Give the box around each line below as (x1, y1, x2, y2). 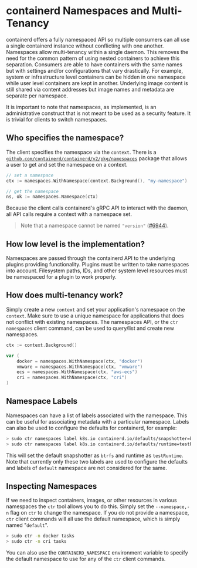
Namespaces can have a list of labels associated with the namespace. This (6, 412, 188, 419)
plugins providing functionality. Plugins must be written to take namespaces (6, 261, 189, 268)
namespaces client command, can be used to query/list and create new (6, 324, 175, 332)
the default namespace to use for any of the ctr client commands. (6, 556, 166, 563)
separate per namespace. (6, 92, 69, 99)
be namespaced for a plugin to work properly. (6, 273, 117, 280)
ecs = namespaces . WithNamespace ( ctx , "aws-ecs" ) (16, 369, 138, 375)
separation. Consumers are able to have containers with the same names (6, 60, 183, 68)
